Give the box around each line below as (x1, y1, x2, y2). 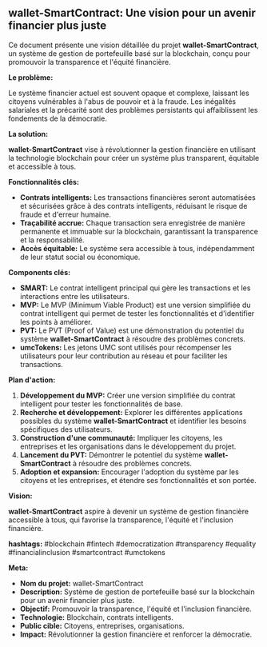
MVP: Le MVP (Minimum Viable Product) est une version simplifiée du (19, 300, 251, 310)
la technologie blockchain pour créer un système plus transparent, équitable (8, 153, 260, 162)
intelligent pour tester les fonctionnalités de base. (19, 399, 183, 409)
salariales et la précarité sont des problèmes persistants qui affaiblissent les (8, 105, 258, 114)
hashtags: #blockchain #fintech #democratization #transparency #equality (8, 539, 257, 549)
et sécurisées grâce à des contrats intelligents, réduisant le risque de (19, 201, 248, 210)
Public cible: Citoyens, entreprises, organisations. (19, 621, 185, 630)
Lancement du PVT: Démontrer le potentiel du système (19, 449, 203, 459)
